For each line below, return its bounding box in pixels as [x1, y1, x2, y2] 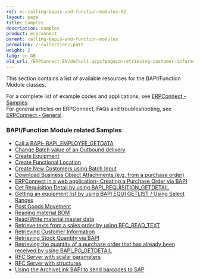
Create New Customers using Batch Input [14, 164, 117, 172]
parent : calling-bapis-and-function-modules [6, 36, 118, 42]
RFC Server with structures [14, 259, 82, 267]
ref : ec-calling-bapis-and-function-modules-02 [6, 8, 127, 15]
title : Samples [6, 20, 44, 26]
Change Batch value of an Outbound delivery [14, 146, 126, 153]
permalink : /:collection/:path [6, 42, 84, 48]
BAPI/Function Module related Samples [6, 126, 122, 134]
